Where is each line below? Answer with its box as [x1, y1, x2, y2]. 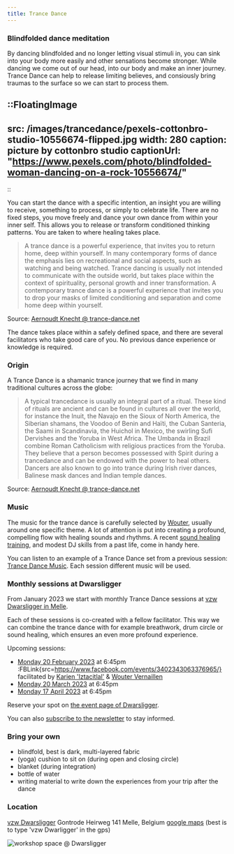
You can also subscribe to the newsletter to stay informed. [7, 714, 175, 723]
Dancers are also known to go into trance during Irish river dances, [24, 464, 217, 472]
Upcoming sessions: [7, 644, 66, 653]
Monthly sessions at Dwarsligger [7, 579, 122, 589]
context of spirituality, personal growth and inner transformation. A [24, 279, 217, 287]
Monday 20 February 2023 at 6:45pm [17, 658, 126, 666]
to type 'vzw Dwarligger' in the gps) [7, 825, 111, 834]
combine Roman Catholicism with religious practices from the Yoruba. [24, 441, 226, 450]
